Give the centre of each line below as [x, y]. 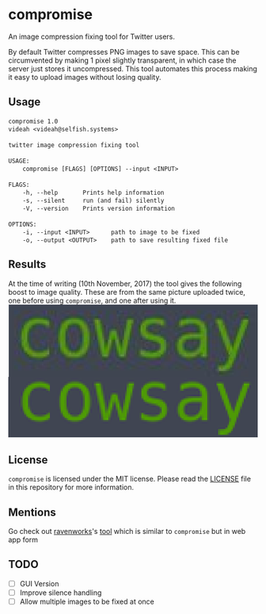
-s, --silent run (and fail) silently [93, 200]
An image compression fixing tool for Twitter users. [92, 36]
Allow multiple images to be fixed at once [87, 601]
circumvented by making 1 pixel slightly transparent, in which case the [122, 60]
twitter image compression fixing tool [74, 145]
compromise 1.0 [33, 121]
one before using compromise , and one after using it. [92, 300]
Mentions [32, 512]
